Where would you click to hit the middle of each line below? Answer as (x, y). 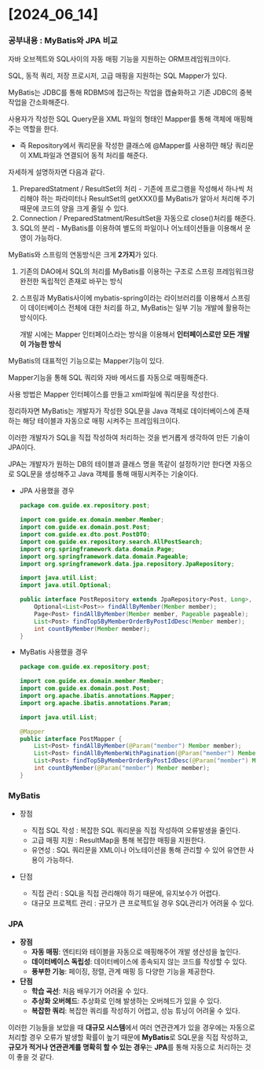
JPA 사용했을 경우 (47, 491)
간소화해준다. (49, 102)
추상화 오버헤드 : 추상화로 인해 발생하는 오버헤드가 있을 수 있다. (126, 1001)
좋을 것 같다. (35, 1057)
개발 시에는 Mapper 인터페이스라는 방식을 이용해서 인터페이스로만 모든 (127, 334)
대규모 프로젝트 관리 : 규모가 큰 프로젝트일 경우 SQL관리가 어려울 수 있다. (143, 903)
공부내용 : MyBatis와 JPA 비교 (63, 41)
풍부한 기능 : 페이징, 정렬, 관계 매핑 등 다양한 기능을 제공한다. (123, 971)
